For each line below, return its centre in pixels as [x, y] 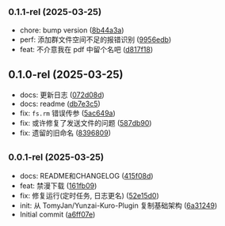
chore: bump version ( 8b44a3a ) [72, 30]
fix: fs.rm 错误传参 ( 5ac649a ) [68, 113]
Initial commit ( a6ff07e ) [57, 215]
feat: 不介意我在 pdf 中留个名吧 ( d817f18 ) [86, 49]
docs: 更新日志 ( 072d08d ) [62, 95]
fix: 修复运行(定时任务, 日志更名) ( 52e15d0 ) [90, 196]
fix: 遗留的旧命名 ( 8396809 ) [65, 133]
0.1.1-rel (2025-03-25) [55, 12]
